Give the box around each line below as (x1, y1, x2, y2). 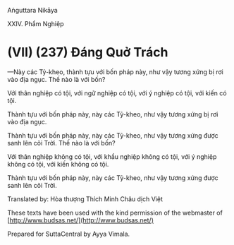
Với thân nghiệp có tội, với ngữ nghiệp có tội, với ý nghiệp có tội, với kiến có (7, 88, 227, 97)
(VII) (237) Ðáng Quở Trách (7, 44, 168, 61)
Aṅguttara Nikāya (7, 6, 58, 14)
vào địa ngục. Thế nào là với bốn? (7, 75, 106, 83)
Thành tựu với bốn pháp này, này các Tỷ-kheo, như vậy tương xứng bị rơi (7, 109, 218, 119)
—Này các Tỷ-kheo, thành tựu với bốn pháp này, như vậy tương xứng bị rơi (7, 67, 223, 76)
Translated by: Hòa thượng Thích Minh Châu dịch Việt (7, 194, 164, 203)
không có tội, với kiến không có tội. (7, 160, 109, 168)
